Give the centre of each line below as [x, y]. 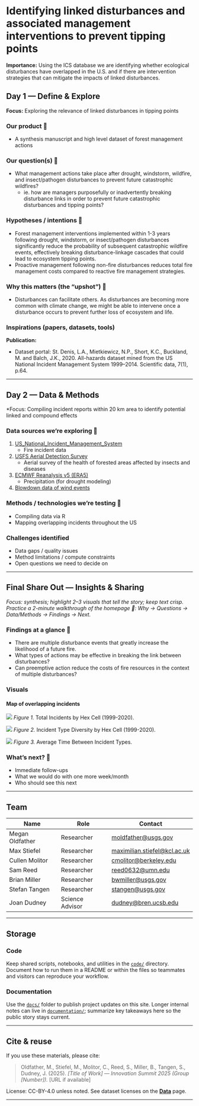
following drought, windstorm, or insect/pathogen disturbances [92, 240]
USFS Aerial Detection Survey [51, 456]
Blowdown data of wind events [52, 488]
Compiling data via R [40, 516]
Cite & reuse [29, 1041]
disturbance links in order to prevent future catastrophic [92, 199]
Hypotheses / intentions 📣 [44, 221]
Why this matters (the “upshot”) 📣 [56, 286]
